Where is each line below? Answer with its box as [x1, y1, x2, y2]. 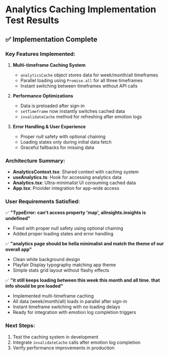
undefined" [5, 215, 31, 222]
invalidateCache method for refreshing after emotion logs [20, 113, 142, 120]
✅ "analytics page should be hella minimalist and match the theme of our [5, 241, 164, 247]
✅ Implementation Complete [5, 35, 98, 44]
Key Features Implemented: [5, 50, 76, 57]
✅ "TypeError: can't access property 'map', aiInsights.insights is [5, 209, 146, 216]
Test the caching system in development [12, 333, 99, 340]
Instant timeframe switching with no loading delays [12, 304, 120, 310]
